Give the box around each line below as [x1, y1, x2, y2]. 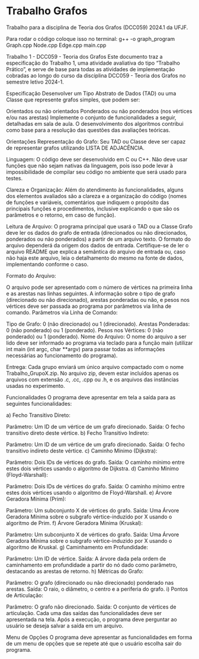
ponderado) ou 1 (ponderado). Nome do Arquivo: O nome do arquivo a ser [6, 333, 187, 340]
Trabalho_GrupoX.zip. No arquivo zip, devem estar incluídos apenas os [6, 370, 179, 377]
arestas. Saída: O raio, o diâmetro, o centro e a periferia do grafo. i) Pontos [6, 585, 188, 593]
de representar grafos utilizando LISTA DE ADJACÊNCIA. [6, 144, 145, 151]
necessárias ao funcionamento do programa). [6, 352, 118, 359]
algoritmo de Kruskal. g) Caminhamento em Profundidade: [6, 543, 149, 550]
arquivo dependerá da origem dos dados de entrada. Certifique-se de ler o [6, 241, 189, 249]
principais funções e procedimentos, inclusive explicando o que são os [6, 205, 179, 212]
